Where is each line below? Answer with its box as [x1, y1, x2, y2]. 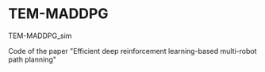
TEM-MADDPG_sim [8, 31, 72, 40]
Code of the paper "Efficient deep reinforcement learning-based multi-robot [8, 46, 257, 55]
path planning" [8, 55, 57, 64]
